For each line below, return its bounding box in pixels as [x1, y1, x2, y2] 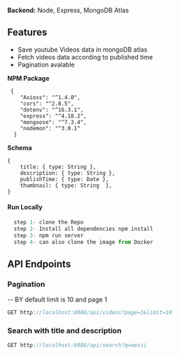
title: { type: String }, [20, 163, 97, 171]
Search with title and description [7, 326, 122, 335]
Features [7, 26, 47, 38]
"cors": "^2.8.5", [20, 100, 74, 107]
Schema [7, 143, 33, 151]
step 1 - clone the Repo [13, 219, 83, 226]
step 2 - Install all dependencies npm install [13, 225, 154, 232]
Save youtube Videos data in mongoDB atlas [17, 45, 148, 54]
